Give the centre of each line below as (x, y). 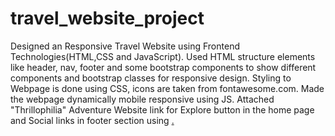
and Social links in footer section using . (92, 120)
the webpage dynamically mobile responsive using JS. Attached (142, 99)
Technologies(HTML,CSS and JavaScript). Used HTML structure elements (163, 56)
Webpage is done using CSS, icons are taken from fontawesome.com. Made (167, 88)
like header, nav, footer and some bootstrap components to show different (163, 67)
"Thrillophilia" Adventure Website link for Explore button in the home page (162, 109)
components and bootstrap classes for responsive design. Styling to (151, 78)
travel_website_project (107, 18)
